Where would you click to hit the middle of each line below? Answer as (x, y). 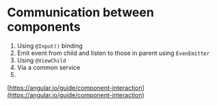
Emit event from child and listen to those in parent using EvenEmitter (113, 53)
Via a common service (49, 67)
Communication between (80, 13)
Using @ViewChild (41, 60)
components (44, 27)
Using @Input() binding (50, 46)
